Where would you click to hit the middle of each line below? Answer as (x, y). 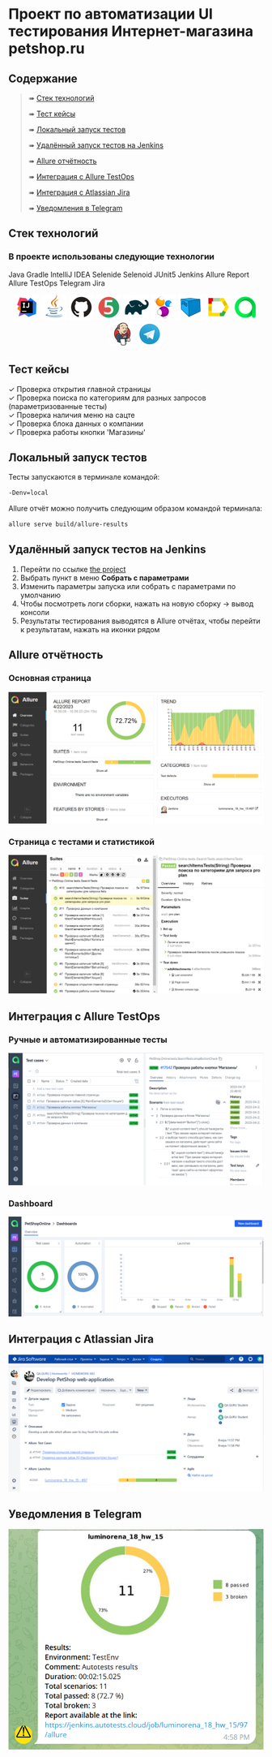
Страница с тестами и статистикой (82, 842)
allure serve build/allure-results (68, 524)
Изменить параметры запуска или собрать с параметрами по (128, 586)
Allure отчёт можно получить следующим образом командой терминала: (136, 509)
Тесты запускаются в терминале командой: (84, 477)
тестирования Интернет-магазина (131, 31)
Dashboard (31, 1204)
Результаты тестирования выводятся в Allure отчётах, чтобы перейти (140, 621)
